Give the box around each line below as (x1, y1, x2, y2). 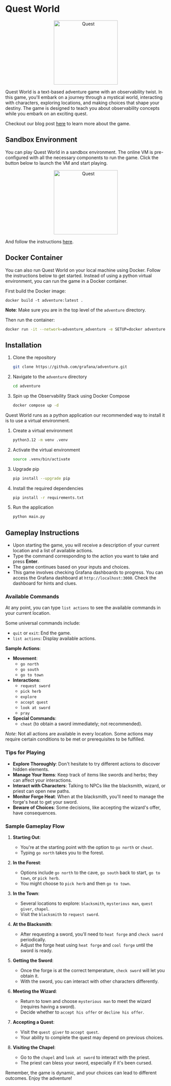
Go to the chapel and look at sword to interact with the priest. (20, 1054, 151, 1060)
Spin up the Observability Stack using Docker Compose (12, 393, 130, 399)
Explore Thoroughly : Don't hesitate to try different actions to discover (12, 761, 160, 767)
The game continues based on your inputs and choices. (12, 564, 130, 570)
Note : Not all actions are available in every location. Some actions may (5, 731, 153, 737)
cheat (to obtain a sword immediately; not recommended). (20, 721, 142, 727)
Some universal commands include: (5, 620, 81, 626)
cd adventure (12, 383, 41, 389)
